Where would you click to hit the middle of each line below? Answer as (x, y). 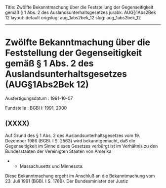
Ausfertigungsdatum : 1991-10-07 (39, 98)
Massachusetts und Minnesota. (52, 166)
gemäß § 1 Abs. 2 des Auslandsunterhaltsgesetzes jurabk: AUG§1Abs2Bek (81, 12)
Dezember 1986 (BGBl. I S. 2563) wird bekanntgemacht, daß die (70, 140)
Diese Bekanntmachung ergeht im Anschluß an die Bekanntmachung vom (80, 176)
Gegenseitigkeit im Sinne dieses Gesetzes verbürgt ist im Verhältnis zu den (82, 146)
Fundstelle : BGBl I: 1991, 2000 (36, 108)
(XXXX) (17, 124)
